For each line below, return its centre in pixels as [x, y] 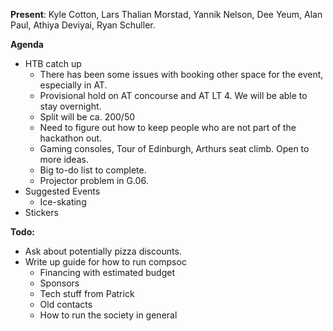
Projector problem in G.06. [94, 180]
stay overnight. [70, 106]
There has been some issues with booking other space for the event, [181, 74]
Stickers [41, 212]
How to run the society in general [108, 315]
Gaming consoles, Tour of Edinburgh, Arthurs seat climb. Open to [174, 148]
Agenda [27, 44]
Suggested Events [62, 191]
